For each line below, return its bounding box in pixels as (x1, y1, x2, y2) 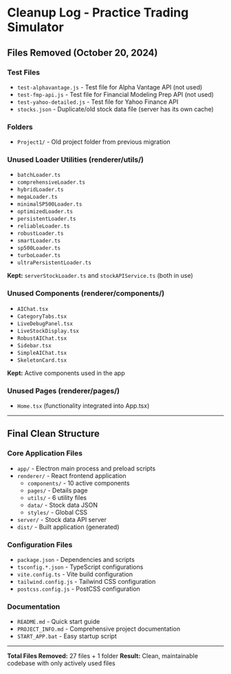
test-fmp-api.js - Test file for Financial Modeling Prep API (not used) (16, 90, 214, 98)
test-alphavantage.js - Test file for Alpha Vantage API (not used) (16, 83, 203, 91)
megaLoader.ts (16, 194, 58, 201)
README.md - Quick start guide (16, 618, 100, 626)
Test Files (7, 67, 40, 77)
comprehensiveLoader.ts (16, 179, 86, 186)
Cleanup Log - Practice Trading (7, 5, 189, 21)
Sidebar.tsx (16, 342, 52, 349)
